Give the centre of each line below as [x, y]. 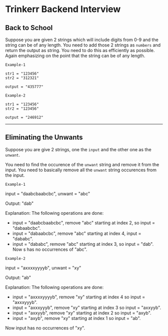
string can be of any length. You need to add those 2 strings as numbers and [83, 45]
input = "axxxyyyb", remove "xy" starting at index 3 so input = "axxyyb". [87, 307]
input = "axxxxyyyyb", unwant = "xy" [43, 268]
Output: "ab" [18, 277]
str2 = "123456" [22, 109]
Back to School [29, 28]
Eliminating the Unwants [44, 137]
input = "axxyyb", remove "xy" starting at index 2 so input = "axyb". [82, 313]
